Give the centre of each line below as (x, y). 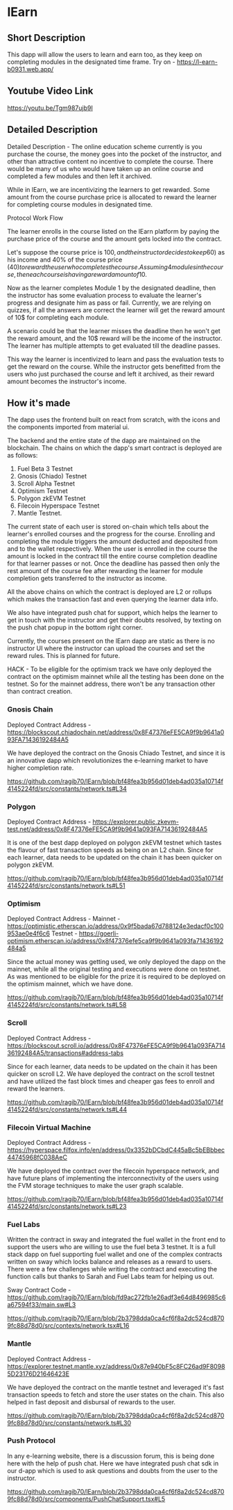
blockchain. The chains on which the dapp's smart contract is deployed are (115, 448)
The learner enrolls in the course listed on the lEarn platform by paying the (113, 231)
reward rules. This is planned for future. (63, 656)
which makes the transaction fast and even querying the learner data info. (113, 600)
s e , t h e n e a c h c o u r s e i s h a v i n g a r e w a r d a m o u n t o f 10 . (77, 274)
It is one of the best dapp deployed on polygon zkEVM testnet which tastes (114, 843)
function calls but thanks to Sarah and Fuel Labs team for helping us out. (111, 1276)
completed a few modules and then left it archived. (80, 176)
